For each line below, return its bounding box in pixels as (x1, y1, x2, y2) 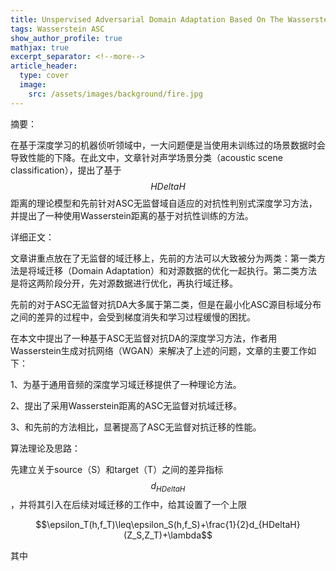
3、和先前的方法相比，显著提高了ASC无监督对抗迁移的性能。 (10, 421, 262, 433)
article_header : (10, 61, 78, 71)
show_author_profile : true (10, 33, 123, 43)
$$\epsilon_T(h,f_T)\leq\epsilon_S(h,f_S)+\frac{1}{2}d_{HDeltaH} (35, 519, 301, 531)
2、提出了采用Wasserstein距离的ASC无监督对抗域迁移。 (10, 399, 243, 411)
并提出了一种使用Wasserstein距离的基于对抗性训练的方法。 (10, 209, 254, 221)
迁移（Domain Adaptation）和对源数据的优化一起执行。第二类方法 (44, 264, 318, 276)
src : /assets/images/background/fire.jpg (28, 89, 203, 99)
